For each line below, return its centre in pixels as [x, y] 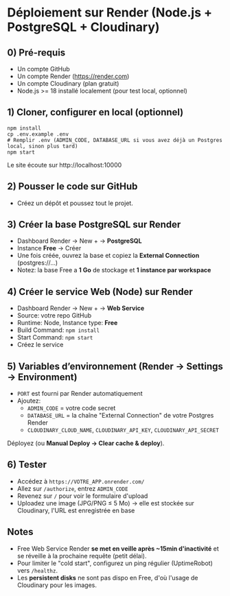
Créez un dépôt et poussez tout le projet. [75, 203]
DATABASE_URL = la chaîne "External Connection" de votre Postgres [120, 416]
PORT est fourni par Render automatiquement [80, 394]
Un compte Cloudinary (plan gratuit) [68, 83]
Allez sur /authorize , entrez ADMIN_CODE [72, 488]
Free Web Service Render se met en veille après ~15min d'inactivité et [118, 548]
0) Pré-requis [36, 52]
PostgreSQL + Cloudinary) [83, 27]
